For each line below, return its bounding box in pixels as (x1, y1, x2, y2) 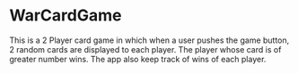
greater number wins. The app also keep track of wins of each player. (9, 53, 267, 64)
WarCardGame (9, 5, 122, 26)
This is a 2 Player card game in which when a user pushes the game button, (9, 35, 290, 45)
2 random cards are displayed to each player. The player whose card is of (9, 44, 282, 54)
